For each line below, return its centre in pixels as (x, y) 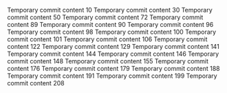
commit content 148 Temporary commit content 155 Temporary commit (108, 61)
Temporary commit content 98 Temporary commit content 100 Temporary (112, 32)
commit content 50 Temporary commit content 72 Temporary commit (105, 17)
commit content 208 (36, 83)
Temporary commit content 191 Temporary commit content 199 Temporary (112, 76)
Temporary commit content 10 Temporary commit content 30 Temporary (110, 10)
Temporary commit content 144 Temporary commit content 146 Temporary (113, 54)
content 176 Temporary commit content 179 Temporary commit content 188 (113, 69)
